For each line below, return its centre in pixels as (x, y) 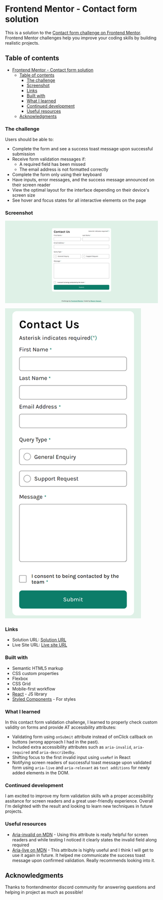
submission (24, 154)
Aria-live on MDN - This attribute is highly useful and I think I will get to (83, 850)
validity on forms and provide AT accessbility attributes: (61, 727)
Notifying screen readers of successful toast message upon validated (82, 762)
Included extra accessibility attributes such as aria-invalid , (72, 747)
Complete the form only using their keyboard (57, 175)
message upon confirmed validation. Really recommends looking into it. (83, 860)
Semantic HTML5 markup (38, 668)
